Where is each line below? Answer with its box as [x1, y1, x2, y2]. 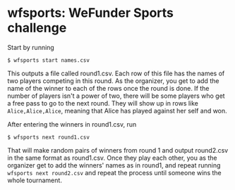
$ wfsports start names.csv [7, 56, 90, 64]
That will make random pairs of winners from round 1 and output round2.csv [7, 146, 229, 154]
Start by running [7, 43, 54, 51]
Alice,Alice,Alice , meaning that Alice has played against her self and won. [7, 106, 227, 115]
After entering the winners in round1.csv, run [7, 120, 137, 128]
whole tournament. [7, 176, 62, 184]
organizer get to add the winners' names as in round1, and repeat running [7, 160, 221, 170]
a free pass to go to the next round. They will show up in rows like [7, 99, 199, 107]
